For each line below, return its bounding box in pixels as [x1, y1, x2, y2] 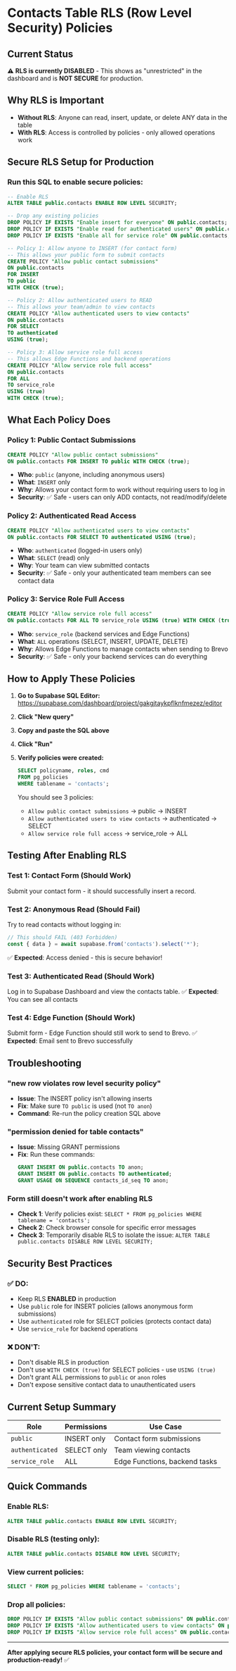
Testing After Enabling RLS [7, 850, 127, 862]
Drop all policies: [7, 1599, 66, 1609]
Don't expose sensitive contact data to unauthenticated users [17, 1381, 196, 1389]
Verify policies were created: [17, 754, 104, 762]
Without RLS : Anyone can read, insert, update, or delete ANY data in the [17, 113, 228, 121]
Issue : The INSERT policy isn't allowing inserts [17, 1094, 152, 1102]
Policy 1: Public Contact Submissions [7, 435, 136, 445]
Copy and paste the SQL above [17, 726, 110, 735]
